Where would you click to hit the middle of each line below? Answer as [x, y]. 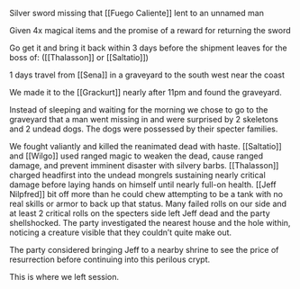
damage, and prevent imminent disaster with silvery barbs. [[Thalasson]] [144, 165]
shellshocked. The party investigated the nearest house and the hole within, [150, 223]
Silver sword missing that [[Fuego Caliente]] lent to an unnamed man [136, 13]
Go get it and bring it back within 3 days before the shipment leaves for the [148, 48]
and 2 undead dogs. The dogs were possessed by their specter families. [144, 129]
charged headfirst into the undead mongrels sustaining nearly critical [137, 175]
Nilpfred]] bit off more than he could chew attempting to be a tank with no [146, 194]
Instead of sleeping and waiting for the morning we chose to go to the [139, 110]
